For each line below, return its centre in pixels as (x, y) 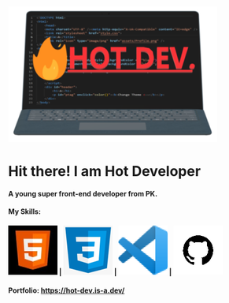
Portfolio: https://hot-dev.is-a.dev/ (66, 290)
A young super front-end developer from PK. (83, 193)
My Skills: (25, 211)
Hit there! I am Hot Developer (105, 172)
